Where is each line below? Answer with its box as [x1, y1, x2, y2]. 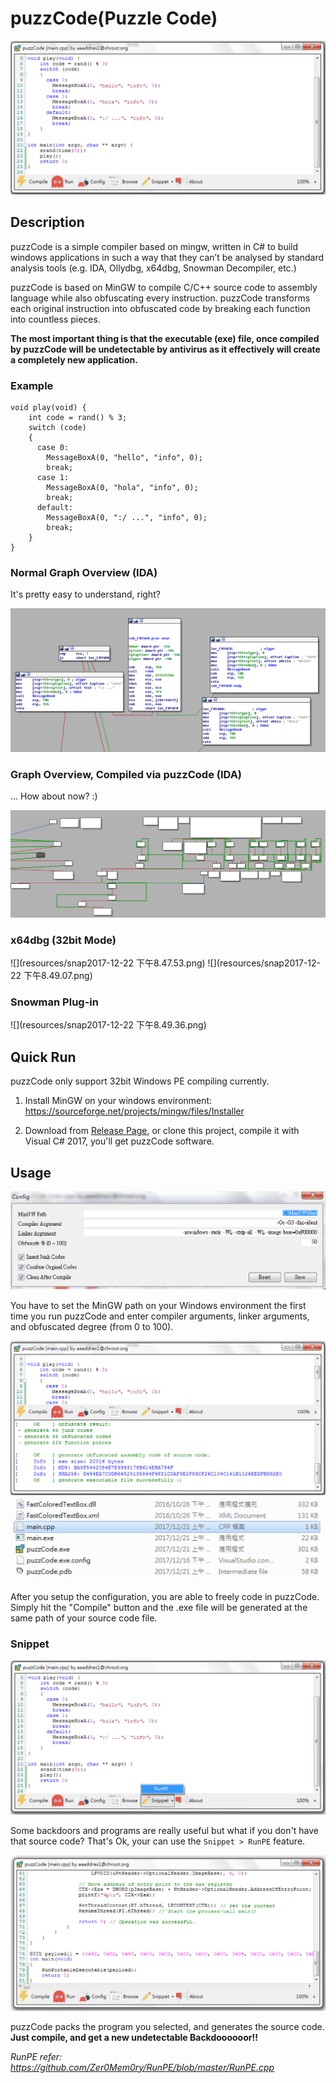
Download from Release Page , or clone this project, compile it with [24, 1125, 300, 1137]
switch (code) [28, 423, 87, 433]
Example [10, 378, 54, 392]
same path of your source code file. [10, 1612, 158, 1624]
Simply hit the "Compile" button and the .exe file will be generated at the [10, 1601, 308, 1613]
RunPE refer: [10, 2050, 63, 2062]
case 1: [36, 473, 70, 483]
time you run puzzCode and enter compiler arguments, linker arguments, [10, 1310, 310, 1322]
